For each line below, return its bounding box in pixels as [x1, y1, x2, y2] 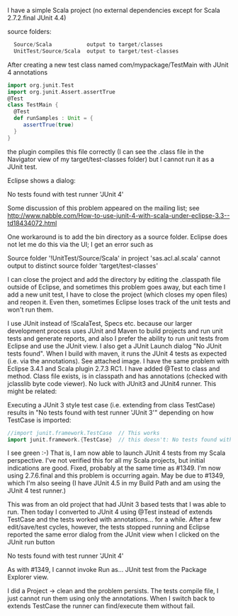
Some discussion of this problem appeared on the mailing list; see [7, 204, 200, 212]
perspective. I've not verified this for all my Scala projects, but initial [7, 456, 205, 465]
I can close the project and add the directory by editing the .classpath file [7, 275, 221, 283]
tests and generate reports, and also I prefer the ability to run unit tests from [7, 334, 229, 343]
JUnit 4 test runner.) [7, 486, 66, 495]
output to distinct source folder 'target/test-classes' [7, 261, 158, 270]
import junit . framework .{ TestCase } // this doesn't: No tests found [7, 436, 217, 443]
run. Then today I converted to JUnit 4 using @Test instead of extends [7, 507, 212, 517]
